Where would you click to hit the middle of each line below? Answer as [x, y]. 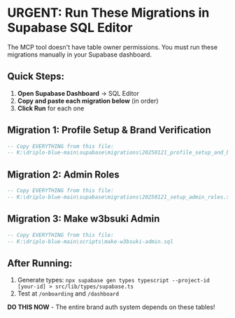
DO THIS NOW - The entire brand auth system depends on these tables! [111, 307]
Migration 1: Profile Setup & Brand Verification [109, 130]
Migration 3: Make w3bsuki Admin [84, 219]
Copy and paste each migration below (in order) [88, 101]
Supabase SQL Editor [70, 28]
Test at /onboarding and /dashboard [68, 294]
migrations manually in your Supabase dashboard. [80, 55]
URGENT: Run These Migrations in [108, 13]
